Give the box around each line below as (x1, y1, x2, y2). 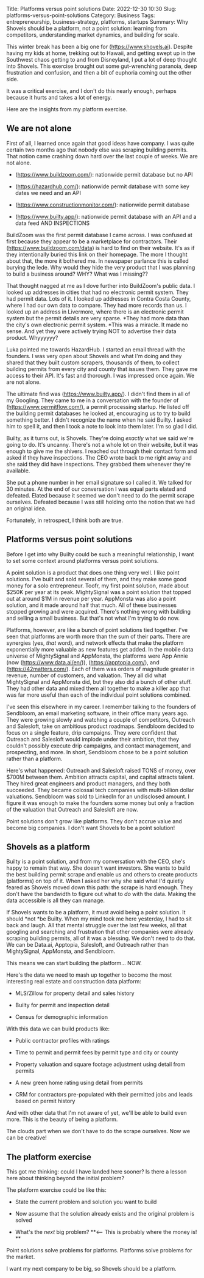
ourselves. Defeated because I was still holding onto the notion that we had (6, 498, 195, 505)
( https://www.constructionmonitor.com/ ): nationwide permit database (15, 201, 190, 208)
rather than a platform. (6, 755, 63, 762)
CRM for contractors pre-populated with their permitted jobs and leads (15, 1091, 193, 1098)
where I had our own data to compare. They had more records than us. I (6, 301, 187, 309)
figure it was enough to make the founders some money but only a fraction (6, 799, 194, 806)
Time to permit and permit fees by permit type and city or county (15, 1049, 178, 1056)
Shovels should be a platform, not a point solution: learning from (6, 24, 167, 32)
